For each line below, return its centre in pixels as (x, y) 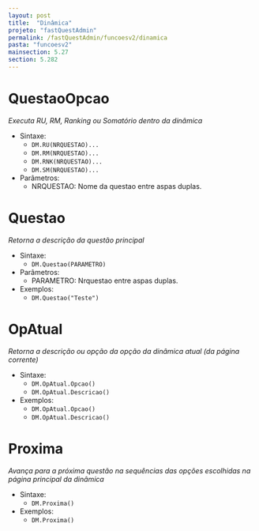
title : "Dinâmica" (40, 23)
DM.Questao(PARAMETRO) (69, 264)
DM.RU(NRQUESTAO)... (65, 145)
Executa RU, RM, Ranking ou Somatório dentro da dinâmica (105, 120)
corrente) (23, 360)
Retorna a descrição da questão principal (76, 240)
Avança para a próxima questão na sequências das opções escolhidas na (129, 470)
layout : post (30, 15)
